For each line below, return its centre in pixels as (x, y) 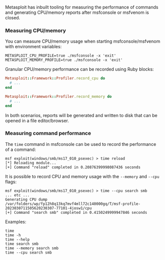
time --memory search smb (32, 248)
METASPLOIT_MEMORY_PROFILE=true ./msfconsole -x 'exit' (64, 60)
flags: (11, 182)
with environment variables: (33, 47)
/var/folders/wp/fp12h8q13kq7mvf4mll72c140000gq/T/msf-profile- (73, 204)
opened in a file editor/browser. (37, 121)
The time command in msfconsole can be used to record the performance (81, 144)
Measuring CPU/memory (36, 30)
